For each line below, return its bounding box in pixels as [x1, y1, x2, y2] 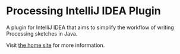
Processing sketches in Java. [6, 30, 78, 37]
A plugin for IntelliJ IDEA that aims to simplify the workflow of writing [6, 24, 174, 31]
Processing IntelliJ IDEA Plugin [6, 4, 162, 18]
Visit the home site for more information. [6, 42, 105, 49]
